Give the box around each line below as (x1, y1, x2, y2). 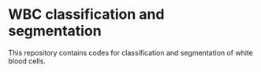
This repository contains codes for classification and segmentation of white (8, 48, 254, 57)
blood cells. (8, 56, 46, 66)
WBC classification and (8, 5, 165, 23)
